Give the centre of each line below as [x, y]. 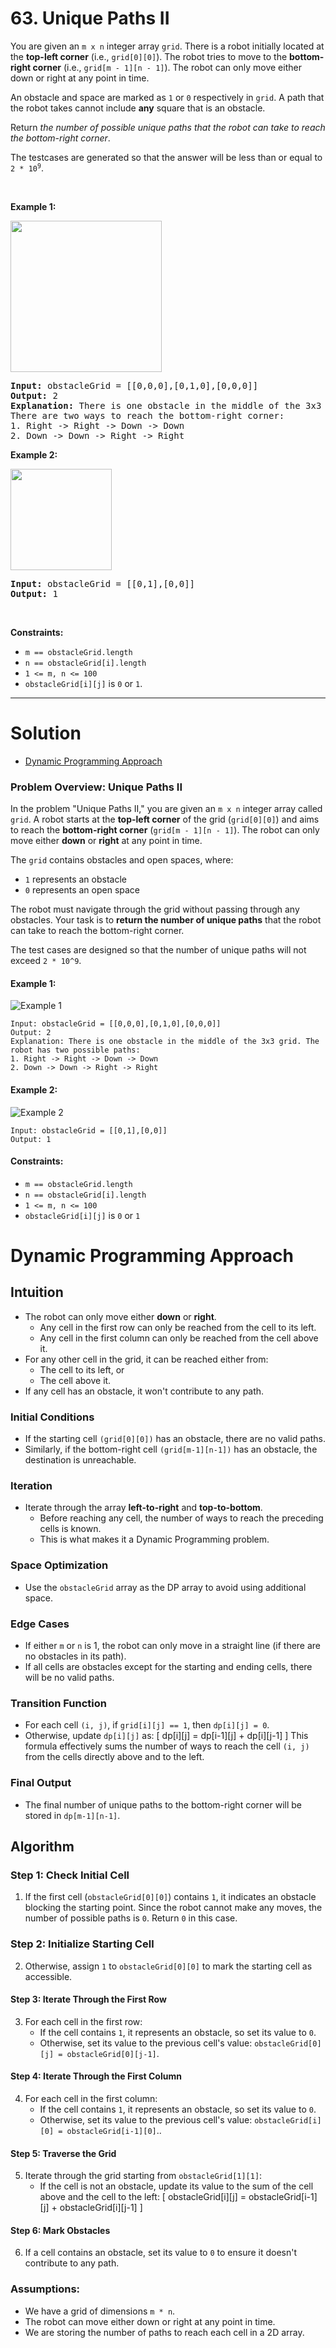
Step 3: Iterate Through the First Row [88, 1999]
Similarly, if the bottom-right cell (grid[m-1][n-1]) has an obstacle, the [171, 1449]
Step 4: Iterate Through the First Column [96, 2076]
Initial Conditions [52, 1417]
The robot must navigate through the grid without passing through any [155, 909]
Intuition [37, 1292]
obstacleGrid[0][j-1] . [113, 2053]
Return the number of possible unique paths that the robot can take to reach [168, 127]
